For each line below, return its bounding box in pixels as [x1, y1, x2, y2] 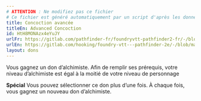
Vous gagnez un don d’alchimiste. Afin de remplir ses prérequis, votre [6, 64, 178, 71]
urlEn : [6, 42, 23, 48]
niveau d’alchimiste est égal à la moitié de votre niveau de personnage [6, 70, 179, 77]
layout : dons [6, 48, 39, 53]
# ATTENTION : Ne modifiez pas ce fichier [6, 8, 114, 15]
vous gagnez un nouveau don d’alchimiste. [6, 87, 112, 95]
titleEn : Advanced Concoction [6, 25, 82, 31]
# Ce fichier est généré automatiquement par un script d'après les [6, 14, 181, 20]
